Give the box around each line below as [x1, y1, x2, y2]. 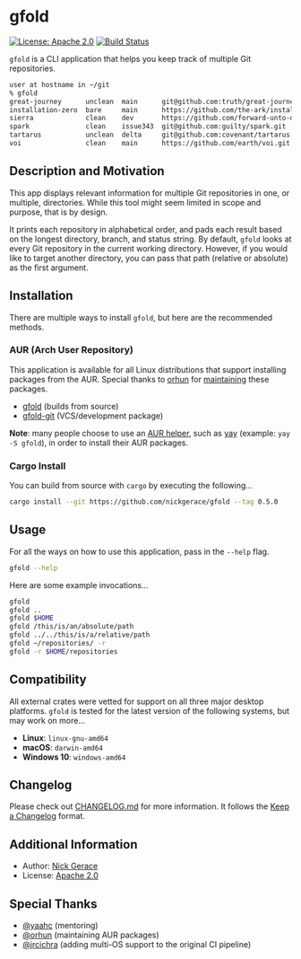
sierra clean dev [9, 114, 134, 123]
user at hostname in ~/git [9, 80, 110, 89]
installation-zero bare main [9, 105, 139, 114]
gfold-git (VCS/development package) [21, 410, 164, 421]
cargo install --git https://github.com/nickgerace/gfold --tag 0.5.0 [9, 497, 279, 506]
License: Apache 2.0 [21, 870, 99, 881]
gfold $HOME [9, 613, 54, 623]
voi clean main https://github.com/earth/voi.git [9, 139, 291, 148]
